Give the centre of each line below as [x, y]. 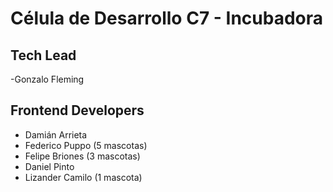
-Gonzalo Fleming [47, 79]
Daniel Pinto [49, 166]
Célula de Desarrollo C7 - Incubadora [166, 18]
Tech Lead [43, 55]
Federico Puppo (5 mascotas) [86, 145]
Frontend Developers [77, 110]
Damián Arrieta [56, 134]
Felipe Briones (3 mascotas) [82, 156]
